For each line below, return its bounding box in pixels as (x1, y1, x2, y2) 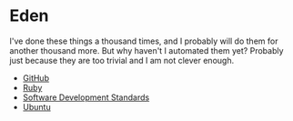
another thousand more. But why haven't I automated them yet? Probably (9, 45, 284, 55)
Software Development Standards (22, 92, 150, 103)
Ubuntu (22, 101, 52, 112)
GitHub (22, 72, 50, 83)
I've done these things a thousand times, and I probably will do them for (9, 35, 278, 46)
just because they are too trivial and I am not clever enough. (9, 55, 235, 66)
